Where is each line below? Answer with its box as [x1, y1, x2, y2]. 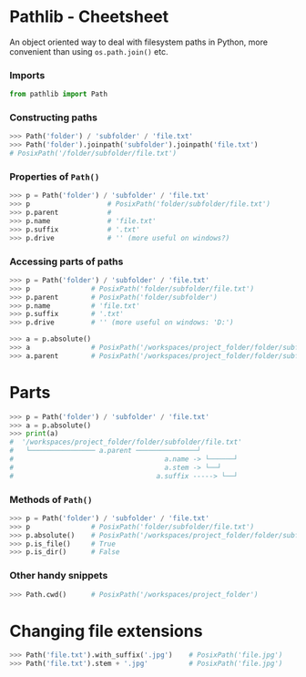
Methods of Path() [9, 493, 93, 506]
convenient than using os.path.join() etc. [9, 46, 168, 56]
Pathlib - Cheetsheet [9, 6, 169, 27]
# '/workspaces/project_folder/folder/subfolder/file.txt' [9, 437, 243, 447]
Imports [9, 68, 46, 81]
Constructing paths [9, 111, 98, 124]
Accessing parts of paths [9, 255, 124, 268]
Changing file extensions [9, 621, 203, 641]
